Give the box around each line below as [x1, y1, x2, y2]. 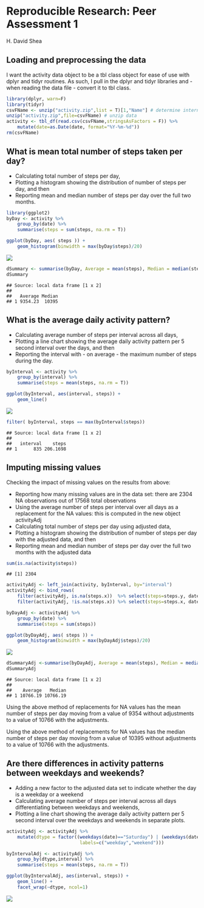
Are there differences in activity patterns [6, 758, 164, 769]
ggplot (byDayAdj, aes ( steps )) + [6, 632, 94, 638]
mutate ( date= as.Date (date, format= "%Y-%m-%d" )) [17, 124, 140, 130]
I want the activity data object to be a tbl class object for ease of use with [6, 71, 190, 78]
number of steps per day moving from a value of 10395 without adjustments [6, 735, 196, 742]
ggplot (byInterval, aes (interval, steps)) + [6, 391, 121, 397]
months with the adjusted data [15, 549, 92, 556]
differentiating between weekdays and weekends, [15, 803, 140, 811]
